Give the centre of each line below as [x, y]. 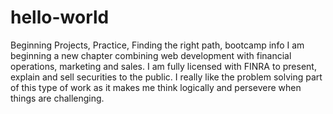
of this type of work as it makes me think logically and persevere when [156, 87]
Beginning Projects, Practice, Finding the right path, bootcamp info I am [157, 45]
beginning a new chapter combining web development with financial [151, 55]
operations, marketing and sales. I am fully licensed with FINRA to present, [163, 66]
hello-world [60, 17]
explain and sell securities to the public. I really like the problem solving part [166, 77]
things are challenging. [57, 98]
